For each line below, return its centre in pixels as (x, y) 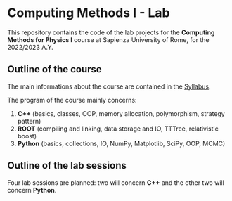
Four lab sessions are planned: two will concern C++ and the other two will (116, 182)
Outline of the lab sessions (67, 166)
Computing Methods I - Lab (89, 13)
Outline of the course (54, 69)
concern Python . (32, 190)
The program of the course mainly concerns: (72, 100)
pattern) (29, 121)
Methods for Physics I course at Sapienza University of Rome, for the (108, 39)
